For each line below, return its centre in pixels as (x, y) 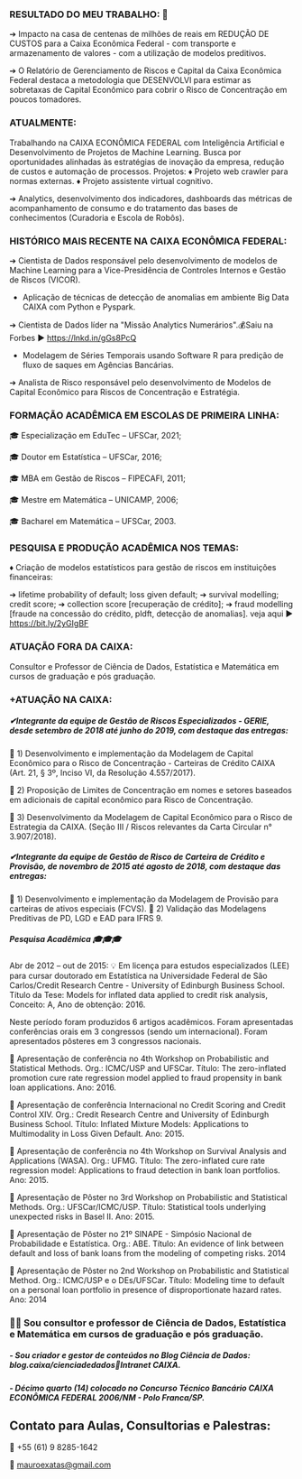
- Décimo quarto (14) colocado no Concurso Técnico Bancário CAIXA (142, 1388)
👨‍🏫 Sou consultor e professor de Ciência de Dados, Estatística (148, 1323)
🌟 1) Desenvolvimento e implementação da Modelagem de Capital (132, 753)
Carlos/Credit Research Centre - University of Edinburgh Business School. (147, 985)
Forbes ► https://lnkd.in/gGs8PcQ (73, 337)
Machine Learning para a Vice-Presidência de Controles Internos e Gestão (148, 270)
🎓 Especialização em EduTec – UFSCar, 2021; (96, 436)
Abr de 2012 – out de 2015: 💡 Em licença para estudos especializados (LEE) (150, 966)
